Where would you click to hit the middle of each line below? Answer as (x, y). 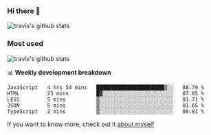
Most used (25, 44)
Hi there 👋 (24, 11)
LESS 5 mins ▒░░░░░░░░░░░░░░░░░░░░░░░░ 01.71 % (106, 99)
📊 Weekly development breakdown (59, 72)
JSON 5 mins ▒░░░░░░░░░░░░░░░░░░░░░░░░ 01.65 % (106, 106)
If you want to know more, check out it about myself (81, 124)
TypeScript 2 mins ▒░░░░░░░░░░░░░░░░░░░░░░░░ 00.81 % (106, 111)
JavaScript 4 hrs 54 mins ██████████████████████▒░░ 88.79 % (106, 87)
